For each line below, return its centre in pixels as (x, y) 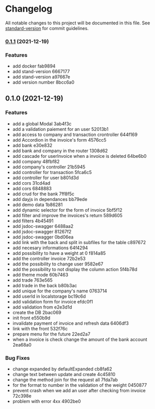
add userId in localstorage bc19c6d (49, 296)
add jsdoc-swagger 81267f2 (42, 231)
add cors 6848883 (32, 188)
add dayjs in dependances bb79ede (50, 199)
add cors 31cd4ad (31, 183)
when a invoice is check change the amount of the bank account (80, 339)
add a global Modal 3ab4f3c (42, 124)
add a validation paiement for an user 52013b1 (60, 129)
